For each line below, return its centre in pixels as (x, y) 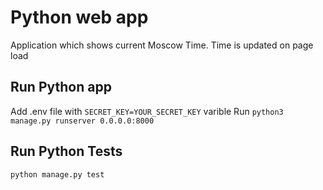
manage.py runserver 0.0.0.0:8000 (82, 121)
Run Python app (61, 87)
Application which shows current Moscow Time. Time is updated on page (162, 45)
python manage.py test (57, 174)
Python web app (79, 17)
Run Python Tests (66, 151)
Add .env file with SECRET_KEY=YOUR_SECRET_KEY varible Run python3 (147, 111)
